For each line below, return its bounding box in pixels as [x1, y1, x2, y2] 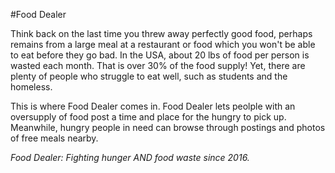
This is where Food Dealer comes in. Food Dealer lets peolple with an [10, 100, 296, 112]
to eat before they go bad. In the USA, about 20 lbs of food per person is [10, 49, 310, 61]
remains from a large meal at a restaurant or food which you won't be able [10, 39, 316, 50]
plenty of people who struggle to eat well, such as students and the [10, 70, 288, 82]
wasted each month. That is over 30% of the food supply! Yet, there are [10, 60, 306, 71]
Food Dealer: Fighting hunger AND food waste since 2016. [10, 152, 250, 163]
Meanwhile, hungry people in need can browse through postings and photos [10, 122, 326, 133]
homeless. [10, 81, 53, 93]
